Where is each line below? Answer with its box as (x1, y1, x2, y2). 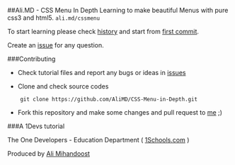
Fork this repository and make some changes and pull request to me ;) (17, 108, 223, 116)
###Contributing (7, 55, 56, 63)
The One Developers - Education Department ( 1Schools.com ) (7, 136, 190, 144)
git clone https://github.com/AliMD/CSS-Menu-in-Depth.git (20, 96, 198, 103)
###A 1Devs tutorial (7, 122, 65, 130)
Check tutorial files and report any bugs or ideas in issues (17, 69, 186, 76)
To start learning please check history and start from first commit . (7, 28, 200, 35)
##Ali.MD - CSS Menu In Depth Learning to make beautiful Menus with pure (7, 6, 229, 14)
